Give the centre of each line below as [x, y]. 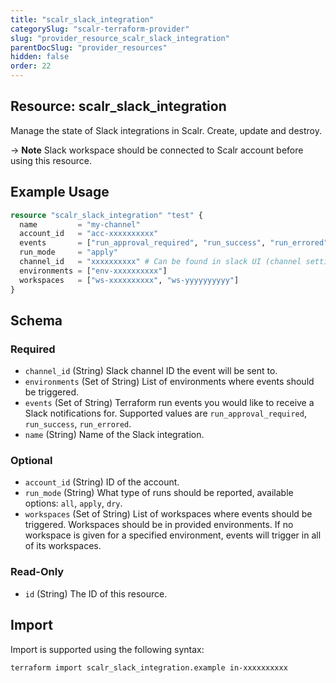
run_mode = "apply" [68, 252]
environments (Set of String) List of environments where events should [169, 382]
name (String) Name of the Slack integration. [114, 435]
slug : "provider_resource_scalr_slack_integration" [120, 38]
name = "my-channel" [80, 224]
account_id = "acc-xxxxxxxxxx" [89, 234]
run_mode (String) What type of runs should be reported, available [159, 493]
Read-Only [37, 572]
